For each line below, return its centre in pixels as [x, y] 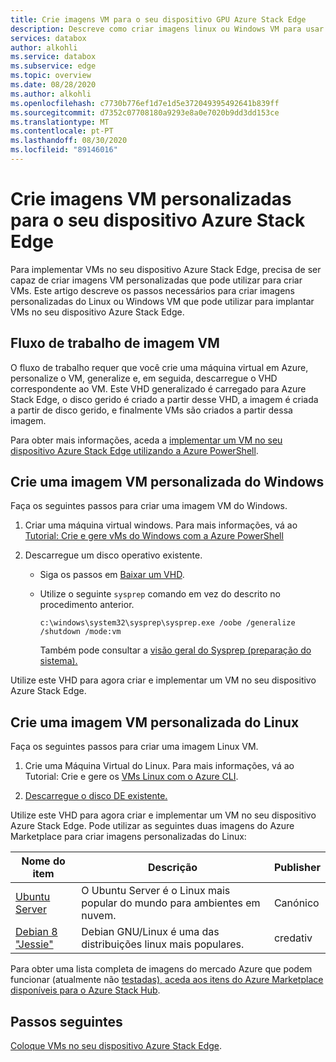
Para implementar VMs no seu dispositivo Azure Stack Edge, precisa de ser [166, 269]
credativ [293, 938]
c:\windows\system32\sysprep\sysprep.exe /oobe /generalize [167, 623]
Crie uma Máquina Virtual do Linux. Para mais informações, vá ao [159, 766]
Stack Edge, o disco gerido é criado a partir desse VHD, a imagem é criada [164, 399]
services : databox [48, 38]
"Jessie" [34, 944]
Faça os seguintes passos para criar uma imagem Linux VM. [134, 747]
